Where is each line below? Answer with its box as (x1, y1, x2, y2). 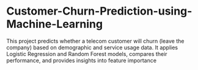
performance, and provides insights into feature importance (6, 57, 157, 64)
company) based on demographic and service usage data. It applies (6, 44, 178, 51)
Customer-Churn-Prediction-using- (6, 4, 193, 18)
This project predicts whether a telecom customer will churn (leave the (6, 37, 185, 44)
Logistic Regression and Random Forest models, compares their (6, 50, 167, 57)
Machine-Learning (6, 17, 103, 31)
